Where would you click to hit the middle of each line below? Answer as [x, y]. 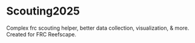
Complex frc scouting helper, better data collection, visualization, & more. [98, 28]
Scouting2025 [43, 11]
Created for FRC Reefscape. [41, 34]
